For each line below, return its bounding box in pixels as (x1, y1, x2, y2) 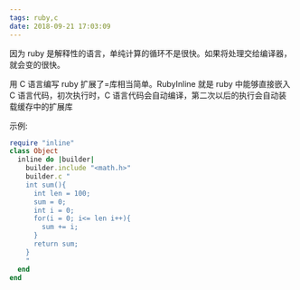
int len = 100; (33, 188, 91, 198)
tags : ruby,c (9, 13, 59, 23)
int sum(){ (25, 180, 67, 189)
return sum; (33, 239, 79, 248)
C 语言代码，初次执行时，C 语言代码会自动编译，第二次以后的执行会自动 (9, 90, 279, 101)
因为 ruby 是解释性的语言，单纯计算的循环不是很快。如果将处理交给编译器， (9, 47, 292, 59)
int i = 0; (33, 206, 75, 215)
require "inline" (9, 138, 75, 148)
